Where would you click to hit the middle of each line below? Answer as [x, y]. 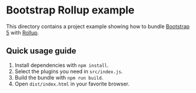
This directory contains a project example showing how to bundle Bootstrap [98, 26]
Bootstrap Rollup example [70, 10]
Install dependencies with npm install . [62, 65]
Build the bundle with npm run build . [59, 77]
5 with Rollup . [23, 32]
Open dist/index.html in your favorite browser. [72, 84]
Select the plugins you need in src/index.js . [69, 71]
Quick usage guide [41, 51]
